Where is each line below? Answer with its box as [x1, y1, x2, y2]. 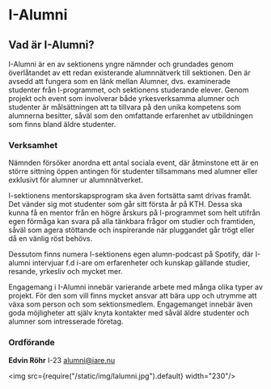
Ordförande [8, 337, 55, 349]
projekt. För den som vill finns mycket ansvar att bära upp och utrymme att [8, 291, 257, 301]
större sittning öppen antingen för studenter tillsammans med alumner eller [8, 167, 258, 176]
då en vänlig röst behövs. [8, 234, 93, 243]
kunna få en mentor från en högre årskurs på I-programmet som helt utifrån [8, 208, 260, 218]
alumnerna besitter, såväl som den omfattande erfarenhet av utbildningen [8, 111, 253, 121]
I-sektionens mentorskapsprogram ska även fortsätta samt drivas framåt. [8, 191, 252, 201]
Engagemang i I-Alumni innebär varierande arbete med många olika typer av [8, 282, 263, 292]
